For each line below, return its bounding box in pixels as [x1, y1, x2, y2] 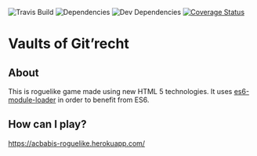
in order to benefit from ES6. [57, 95, 150, 104]
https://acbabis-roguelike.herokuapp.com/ [8, 138, 146, 148]
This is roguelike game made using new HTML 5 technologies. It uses [8, 87, 233, 96]
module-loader [8, 95, 56, 104]
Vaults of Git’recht [8, 35, 129, 53]
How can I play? [8, 118, 87, 131]
